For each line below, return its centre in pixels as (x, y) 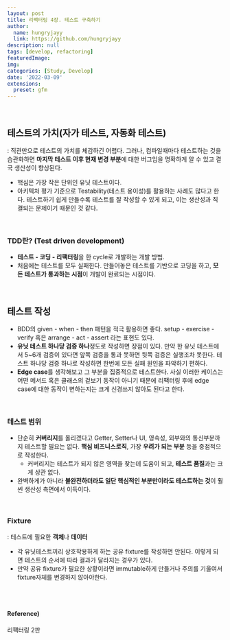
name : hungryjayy (38, 33)
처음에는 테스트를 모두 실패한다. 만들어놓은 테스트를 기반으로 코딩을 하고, (114, 265)
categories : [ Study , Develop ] (50, 71)
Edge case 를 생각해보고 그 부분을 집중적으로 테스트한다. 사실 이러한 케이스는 (120, 372)
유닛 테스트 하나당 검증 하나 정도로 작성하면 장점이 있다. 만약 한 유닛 (106, 346)
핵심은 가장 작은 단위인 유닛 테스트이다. (69, 182)
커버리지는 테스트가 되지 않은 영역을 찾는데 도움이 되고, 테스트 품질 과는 (122, 464)
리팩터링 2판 (24, 630)
